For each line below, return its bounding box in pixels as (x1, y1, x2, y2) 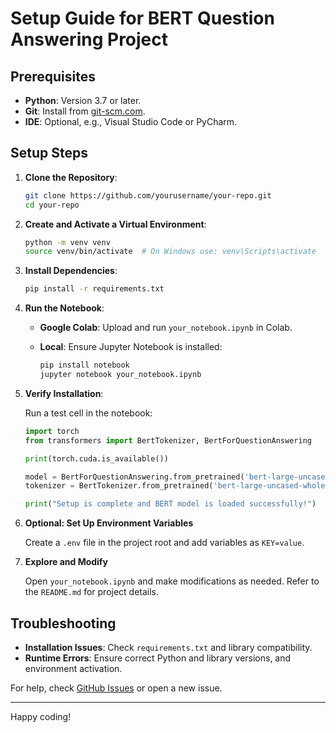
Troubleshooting (10, 615, 117, 632)
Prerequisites (10, 68, 96, 85)
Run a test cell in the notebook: (24, 407, 153, 419)
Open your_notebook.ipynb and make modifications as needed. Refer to (24, 575, 320, 587)
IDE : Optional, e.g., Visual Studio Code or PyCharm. (24, 116, 238, 127)
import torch (24, 426, 80, 436)
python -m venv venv (24, 237, 111, 247)
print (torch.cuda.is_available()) (24, 453, 169, 464)
